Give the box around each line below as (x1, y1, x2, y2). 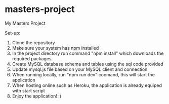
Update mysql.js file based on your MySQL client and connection (12, 66, 148, 72)
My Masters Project (5, 20, 46, 26)
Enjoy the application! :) (12, 93, 62, 99)
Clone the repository (12, 39, 55, 46)
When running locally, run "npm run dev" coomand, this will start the (12, 71, 155, 77)
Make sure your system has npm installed (12, 45, 99, 51)
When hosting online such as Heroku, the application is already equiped (12, 82, 162, 88)
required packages (12, 55, 52, 61)
